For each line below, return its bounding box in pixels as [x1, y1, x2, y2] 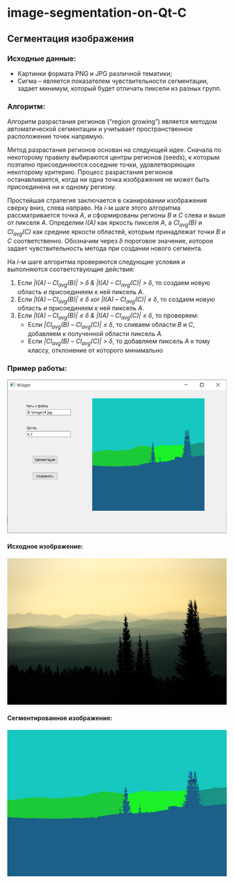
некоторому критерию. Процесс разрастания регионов [7, 168, 173, 176]
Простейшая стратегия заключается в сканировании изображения [7, 197, 208, 205]
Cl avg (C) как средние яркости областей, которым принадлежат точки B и [7, 227, 226, 238]
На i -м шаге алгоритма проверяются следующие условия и [7, 257, 186, 266]
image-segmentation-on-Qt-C [7, 5, 187, 21]
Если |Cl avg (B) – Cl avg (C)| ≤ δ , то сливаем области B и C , [27, 321, 195, 330]
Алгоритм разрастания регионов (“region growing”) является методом [7, 117, 217, 126]
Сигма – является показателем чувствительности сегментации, [17, 77, 209, 85]
